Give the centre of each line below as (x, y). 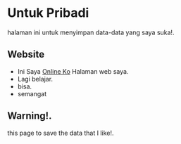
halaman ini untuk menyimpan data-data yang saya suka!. (91, 32)
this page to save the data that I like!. (61, 133)
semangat (32, 93)
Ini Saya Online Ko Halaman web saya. (73, 71)
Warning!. (30, 116)
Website (26, 54)
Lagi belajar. (35, 79)
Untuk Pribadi (48, 13)
